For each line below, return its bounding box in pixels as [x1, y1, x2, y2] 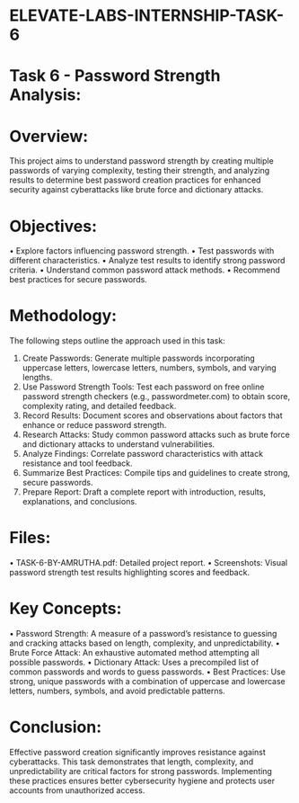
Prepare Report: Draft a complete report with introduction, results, [22, 486, 267, 497]
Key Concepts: [9, 599, 122, 619]
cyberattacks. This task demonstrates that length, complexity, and [9, 756, 254, 767]
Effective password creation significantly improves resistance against [9, 747, 267, 757]
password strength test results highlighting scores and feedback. [9, 567, 250, 578]
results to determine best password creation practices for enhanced [9, 174, 261, 185]
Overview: [9, 126, 89, 147]
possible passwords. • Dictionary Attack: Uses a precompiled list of [9, 657, 259, 668]
